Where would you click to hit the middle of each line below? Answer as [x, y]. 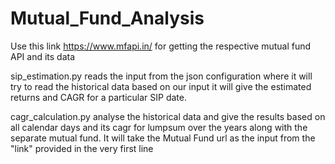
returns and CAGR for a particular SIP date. [98, 97]
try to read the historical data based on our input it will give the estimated [161, 86]
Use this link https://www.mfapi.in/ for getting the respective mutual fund [161, 46]
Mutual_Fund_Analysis [107, 18]
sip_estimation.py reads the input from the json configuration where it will [161, 76]
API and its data [43, 56]
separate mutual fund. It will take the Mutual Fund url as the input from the [163, 138]
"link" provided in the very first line [82, 148]
